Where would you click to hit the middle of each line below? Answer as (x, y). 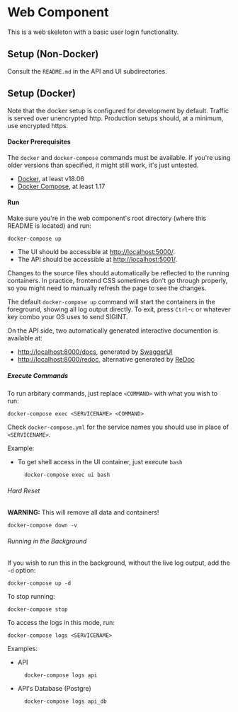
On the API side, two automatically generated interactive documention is (113, 331)
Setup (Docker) (42, 94)
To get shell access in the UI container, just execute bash (100, 461)
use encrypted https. (38, 125)
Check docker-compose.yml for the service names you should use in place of (118, 427)
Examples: (22, 649)
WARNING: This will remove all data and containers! (83, 512)
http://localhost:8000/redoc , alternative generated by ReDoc (106, 359)
